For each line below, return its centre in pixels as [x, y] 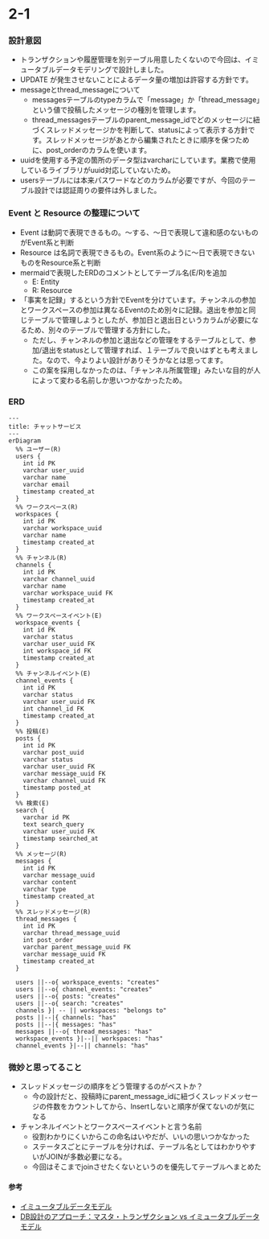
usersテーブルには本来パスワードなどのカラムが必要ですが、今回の [131, 180]
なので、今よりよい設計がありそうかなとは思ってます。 [137, 360]
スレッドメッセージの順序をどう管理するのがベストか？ [111, 1086]
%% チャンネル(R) [41, 558]
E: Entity [46, 282]
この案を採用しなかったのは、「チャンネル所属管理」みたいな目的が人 [146, 370]
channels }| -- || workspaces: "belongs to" [91, 1011]
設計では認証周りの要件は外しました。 [98, 191]
